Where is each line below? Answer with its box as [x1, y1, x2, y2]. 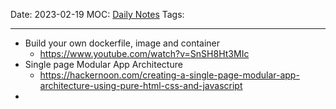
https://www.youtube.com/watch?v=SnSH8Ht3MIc [39, 48, 250, 59]
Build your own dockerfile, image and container [24, 37, 221, 49]
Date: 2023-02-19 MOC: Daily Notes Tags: [10, 9, 185, 20]
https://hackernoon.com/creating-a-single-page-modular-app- [39, 69, 300, 81]
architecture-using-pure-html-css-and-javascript [39, 80, 243, 91]
